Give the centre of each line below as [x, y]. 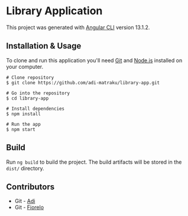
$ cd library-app [27, 98]
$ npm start [21, 129]
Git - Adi [25, 201]
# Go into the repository [38, 93]
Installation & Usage [44, 46]
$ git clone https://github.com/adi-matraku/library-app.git [83, 82]
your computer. [25, 66]
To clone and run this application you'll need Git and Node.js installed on [94, 60]
